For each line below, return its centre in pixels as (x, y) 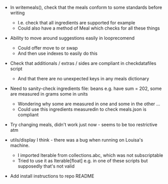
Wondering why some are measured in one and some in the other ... (89, 104)
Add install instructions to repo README (52, 176)
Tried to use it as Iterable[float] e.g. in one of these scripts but (83, 161)
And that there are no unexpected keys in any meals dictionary (83, 78)
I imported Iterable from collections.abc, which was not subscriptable (90, 155)
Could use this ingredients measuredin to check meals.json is (82, 109)
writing (17, 13)
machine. (20, 145)
